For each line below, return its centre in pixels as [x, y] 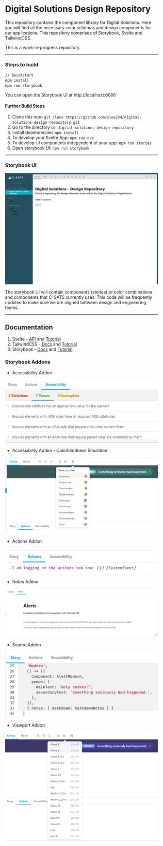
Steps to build [22, 64]
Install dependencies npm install [45, 133]
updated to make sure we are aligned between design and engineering [76, 302]
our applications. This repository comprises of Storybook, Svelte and [74, 33]
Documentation [29, 327]
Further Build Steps [25, 106]
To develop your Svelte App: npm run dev [53, 138]
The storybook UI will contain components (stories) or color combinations [79, 292]
